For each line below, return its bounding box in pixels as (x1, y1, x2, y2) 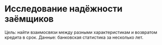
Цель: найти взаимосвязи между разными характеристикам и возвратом (4, 29, 158, 35)
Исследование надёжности (4, 3, 123, 14)
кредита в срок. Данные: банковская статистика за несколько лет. (4, 34, 144, 40)
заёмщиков (4, 13, 54, 24)
